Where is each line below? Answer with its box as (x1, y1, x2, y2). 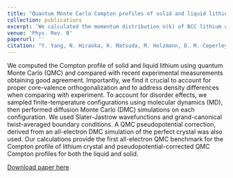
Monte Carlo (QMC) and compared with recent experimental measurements (7, 69, 223, 77)
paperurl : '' (7, 36, 45, 43)
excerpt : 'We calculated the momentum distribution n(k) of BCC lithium (7, 23, 222, 30)
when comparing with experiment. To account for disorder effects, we (7, 91, 207, 99)
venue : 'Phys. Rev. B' (7, 29, 73, 37)
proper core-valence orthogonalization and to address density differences (7, 84, 220, 91)
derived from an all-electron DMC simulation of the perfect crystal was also (7, 127, 223, 136)
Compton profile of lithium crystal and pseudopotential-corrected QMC (7, 143, 210, 150)
